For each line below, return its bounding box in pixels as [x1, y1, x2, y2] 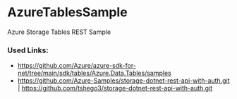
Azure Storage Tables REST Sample [7, 28, 111, 36]
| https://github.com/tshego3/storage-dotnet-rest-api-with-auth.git [17, 84, 213, 93]
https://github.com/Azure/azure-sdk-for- [17, 62, 136, 70]
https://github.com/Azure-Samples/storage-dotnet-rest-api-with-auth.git [17, 76, 230, 85]
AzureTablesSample [7, 4, 128, 21]
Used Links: [7, 45, 49, 55]
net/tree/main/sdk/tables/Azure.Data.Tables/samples [17, 69, 171, 78]
